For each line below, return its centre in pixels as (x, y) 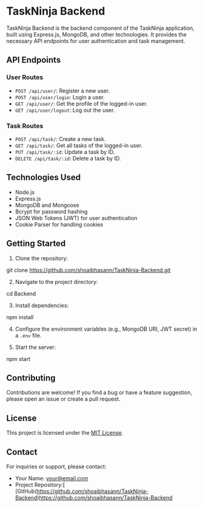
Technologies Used (43, 178)
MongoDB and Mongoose (47, 205)
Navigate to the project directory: (56, 281)
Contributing (31, 378)
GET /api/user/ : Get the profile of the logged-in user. (81, 103)
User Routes (25, 77)
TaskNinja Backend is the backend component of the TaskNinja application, (101, 28)
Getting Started (36, 243)
